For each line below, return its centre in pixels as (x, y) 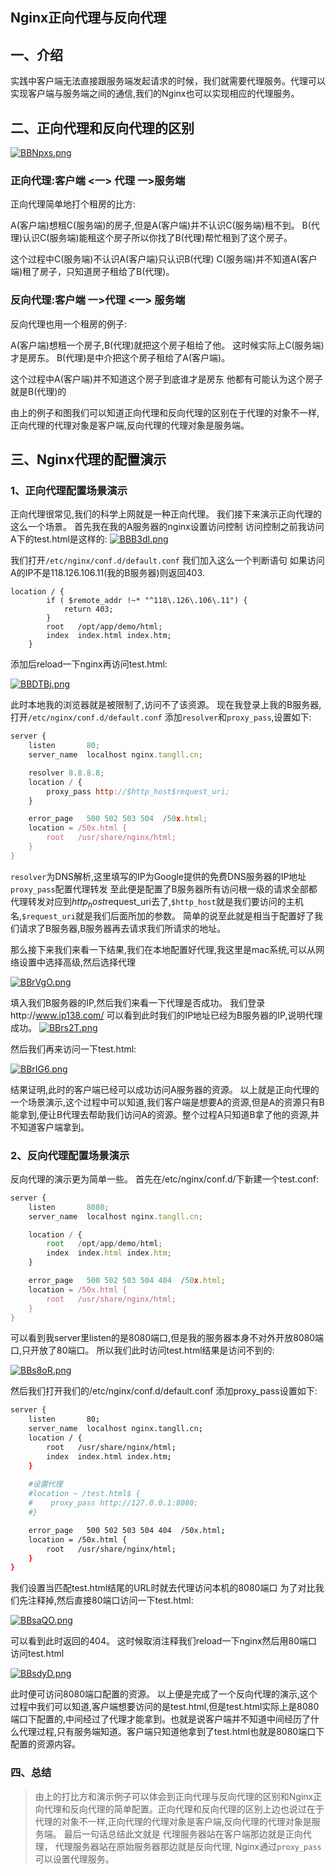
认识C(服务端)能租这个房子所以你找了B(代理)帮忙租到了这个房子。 (157, 238)
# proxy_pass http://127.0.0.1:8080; (113, 1503)
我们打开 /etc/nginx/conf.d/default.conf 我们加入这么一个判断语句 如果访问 (167, 560)
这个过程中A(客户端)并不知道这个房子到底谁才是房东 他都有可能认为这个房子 (166, 379)
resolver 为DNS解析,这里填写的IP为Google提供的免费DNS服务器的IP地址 (158, 876)
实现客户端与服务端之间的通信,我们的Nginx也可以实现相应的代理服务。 (155, 94)
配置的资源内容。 (45, 1744)
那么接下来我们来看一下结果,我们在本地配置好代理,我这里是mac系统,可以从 (163, 949)
